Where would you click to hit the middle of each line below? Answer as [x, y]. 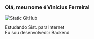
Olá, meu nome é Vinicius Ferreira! [47, 7]
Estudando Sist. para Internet [35, 27]
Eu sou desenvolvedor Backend [37, 33]
